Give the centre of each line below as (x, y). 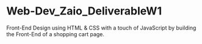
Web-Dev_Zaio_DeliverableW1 (84, 11)
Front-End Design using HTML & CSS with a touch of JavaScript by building (101, 28)
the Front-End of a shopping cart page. (56, 34)
